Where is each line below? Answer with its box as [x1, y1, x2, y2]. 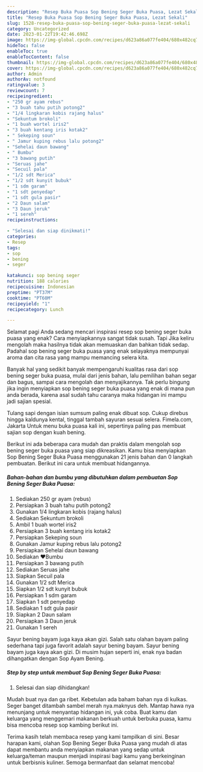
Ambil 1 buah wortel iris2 [15, 521, 77, 528]
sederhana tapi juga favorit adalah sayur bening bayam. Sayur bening [7, 642, 180, 649]
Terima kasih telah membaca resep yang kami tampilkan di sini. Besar [7, 733, 180, 741]
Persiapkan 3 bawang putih [15, 560, 84, 567]
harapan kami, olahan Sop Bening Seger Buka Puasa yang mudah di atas [7, 739, 187, 747]
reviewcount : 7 [7, 88, 45, 94]
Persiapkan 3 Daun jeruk [15, 618, 77, 625]
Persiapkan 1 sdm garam [15, 592, 77, 599]
